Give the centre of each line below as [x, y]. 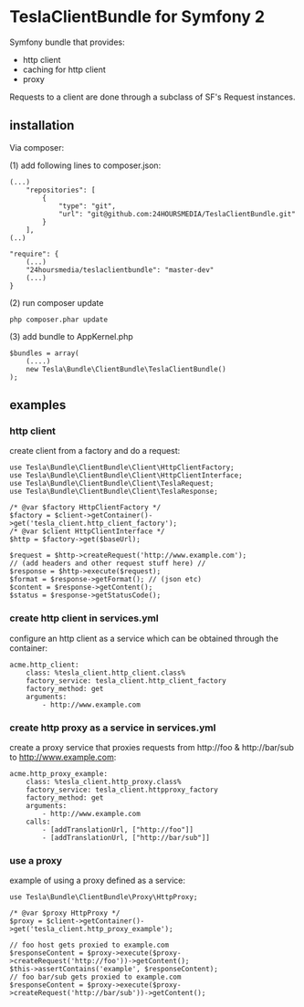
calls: [38, 822]
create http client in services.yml [84, 618]
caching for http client [64, 69]
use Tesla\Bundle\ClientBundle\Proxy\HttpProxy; [104, 897]
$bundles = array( [44, 353]
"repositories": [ [61, 190]
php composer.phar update [58, 320]
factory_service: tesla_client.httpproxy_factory [122, 790]
